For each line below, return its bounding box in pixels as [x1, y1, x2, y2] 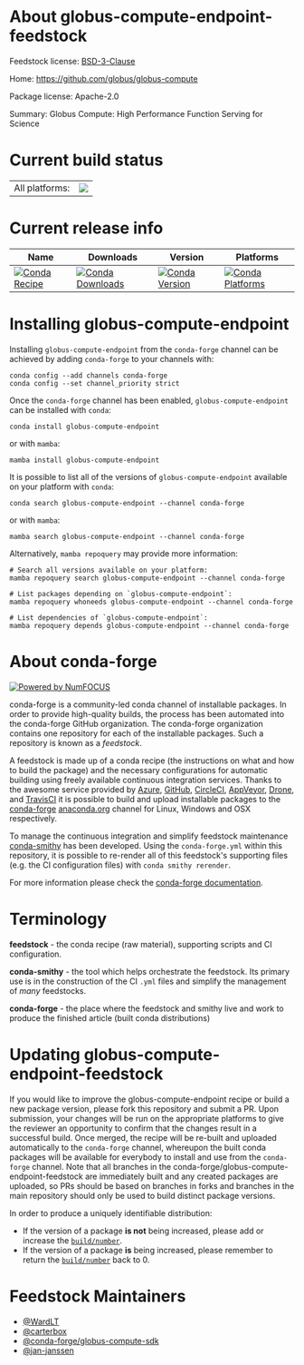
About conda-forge [9, 651, 157, 672]
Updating [9, 1044, 81, 1065]
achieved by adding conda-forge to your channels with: [9, 353, 214, 364]
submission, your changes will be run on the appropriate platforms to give [9, 1113, 285, 1124]
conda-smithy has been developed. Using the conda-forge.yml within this [9, 840, 283, 850]
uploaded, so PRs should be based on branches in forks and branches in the [9, 1180, 295, 1191]
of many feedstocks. [9, 985, 87, 996]
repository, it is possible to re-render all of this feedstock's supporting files [9, 849, 288, 860]
